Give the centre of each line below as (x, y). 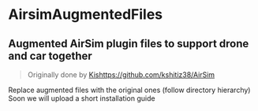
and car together (50, 55)
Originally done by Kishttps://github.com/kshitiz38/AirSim (121, 75)
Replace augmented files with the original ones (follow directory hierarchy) (129, 90)
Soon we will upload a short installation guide (82, 98)
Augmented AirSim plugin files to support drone (129, 44)
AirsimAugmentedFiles (86, 15)
